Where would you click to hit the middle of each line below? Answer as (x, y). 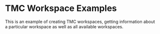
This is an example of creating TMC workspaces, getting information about (80, 22)
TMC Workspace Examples (61, 8)
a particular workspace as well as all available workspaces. (64, 26)
